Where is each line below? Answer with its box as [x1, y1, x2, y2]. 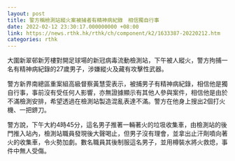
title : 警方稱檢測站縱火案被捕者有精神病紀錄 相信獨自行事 [7, 17, 159, 24]
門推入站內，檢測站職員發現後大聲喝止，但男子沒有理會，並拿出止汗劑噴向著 [7, 130, 228, 138]
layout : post [7, 10, 45, 17]
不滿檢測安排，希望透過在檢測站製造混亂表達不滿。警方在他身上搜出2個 [7, 97, 213, 105]
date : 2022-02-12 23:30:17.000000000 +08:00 [7, 23, 139, 30]
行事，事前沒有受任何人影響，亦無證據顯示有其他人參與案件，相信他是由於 [13, 89, 228, 97]
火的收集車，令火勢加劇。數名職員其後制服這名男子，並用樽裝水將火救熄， [7, 138, 222, 146]
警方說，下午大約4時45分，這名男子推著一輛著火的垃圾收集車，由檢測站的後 [7, 121, 227, 129]
